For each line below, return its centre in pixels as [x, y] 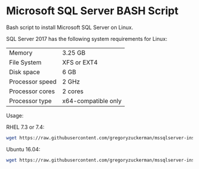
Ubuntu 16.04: [23, 149]
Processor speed [33, 81]
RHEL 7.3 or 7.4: [25, 127]
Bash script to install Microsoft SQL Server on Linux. [70, 27]
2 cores [73, 91]
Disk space [25, 72]
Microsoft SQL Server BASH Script [92, 11]
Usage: [15, 115]
